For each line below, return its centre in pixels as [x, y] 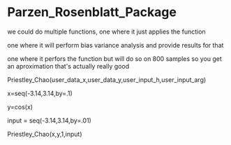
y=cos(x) [20, 106]
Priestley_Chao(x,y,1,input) [45, 134]
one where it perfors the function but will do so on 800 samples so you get [114, 58]
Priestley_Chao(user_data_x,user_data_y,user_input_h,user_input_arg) [107, 80]
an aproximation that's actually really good [68, 66]
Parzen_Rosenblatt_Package [92, 12]
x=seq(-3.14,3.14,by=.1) [40, 93]
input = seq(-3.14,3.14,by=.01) [50, 120]
